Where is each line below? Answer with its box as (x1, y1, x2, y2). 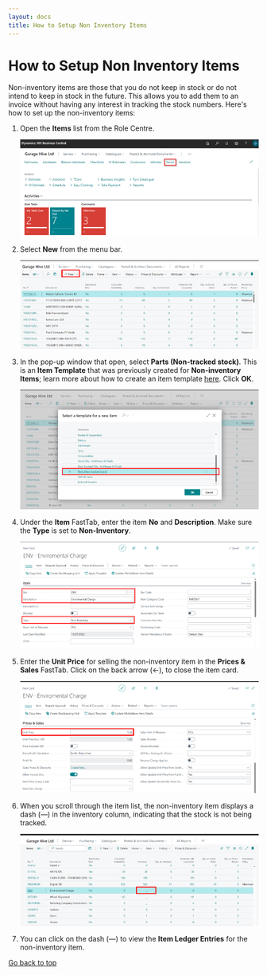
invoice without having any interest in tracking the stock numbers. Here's (8, 100, 248, 109)
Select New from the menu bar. (19, 244, 123, 254)
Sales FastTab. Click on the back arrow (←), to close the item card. (19, 665, 239, 675)
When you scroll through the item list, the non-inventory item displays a (19, 801, 254, 810)
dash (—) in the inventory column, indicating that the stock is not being (19, 809, 253, 819)
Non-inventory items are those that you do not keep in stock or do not (8, 83, 237, 92)
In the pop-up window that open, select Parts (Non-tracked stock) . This (19, 357, 257, 366)
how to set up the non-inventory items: (8, 108, 136, 118)
